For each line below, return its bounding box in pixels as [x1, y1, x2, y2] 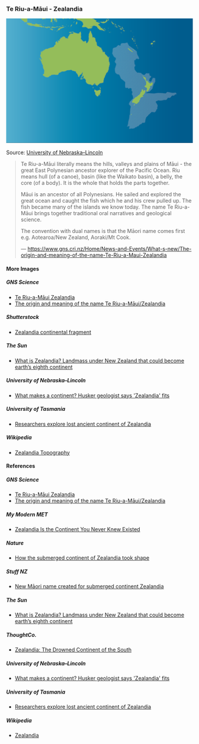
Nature [6, 539, 24, 547]
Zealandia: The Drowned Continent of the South [14, 646, 132, 653]
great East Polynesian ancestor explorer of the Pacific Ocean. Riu [20, 167, 181, 174]
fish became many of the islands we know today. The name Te [20, 203, 174, 210]
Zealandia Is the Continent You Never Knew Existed [14, 526, 140, 533]
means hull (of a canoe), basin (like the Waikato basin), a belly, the [20, 173, 182, 180]
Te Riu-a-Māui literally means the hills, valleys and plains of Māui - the [20, 161, 192, 168]
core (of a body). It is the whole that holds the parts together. [20, 180, 170, 187]
